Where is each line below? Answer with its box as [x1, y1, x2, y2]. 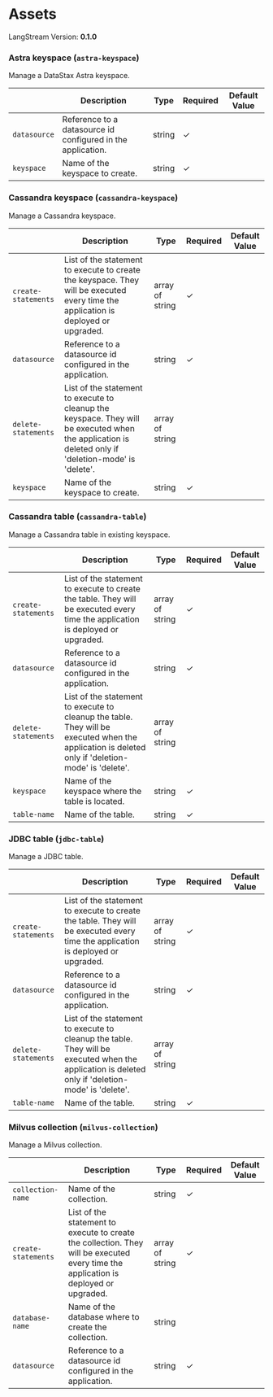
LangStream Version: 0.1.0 [8, 32, 97, 41]
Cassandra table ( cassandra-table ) [8, 511, 147, 522]
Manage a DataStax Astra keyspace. [8, 71, 130, 81]
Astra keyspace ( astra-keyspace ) [8, 52, 140, 63]
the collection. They [67, 1238, 144, 1249]
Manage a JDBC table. [8, 852, 84, 862]
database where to [67, 1312, 140, 1323]
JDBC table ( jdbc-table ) [8, 833, 105, 845]
